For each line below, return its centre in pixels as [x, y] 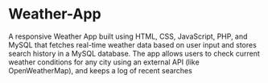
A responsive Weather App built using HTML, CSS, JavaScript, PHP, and [128, 36]
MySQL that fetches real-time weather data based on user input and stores [133, 44]
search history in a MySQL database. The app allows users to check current [134, 53]
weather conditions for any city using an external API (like [104, 62]
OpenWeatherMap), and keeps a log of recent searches [101, 70]
